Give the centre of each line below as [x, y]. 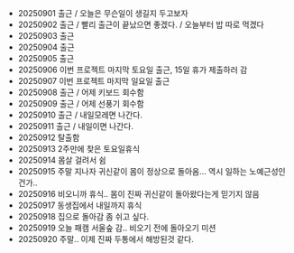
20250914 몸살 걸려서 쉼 [62, 160]
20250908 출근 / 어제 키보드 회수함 [81, 92]
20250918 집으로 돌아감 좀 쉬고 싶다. [83, 216]
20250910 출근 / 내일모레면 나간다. [80, 115]
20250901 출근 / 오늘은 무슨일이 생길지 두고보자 [103, 13]
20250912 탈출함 [49, 137]
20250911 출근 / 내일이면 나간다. [75, 126]
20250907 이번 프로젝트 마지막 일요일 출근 [94, 81]
